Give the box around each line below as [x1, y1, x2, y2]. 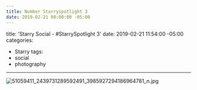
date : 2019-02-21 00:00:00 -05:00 [6, 14, 91, 20]
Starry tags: [14, 48, 43, 55]
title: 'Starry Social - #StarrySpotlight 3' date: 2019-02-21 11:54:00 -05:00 [6, 30, 184, 37]
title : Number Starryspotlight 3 [6, 8, 88, 15]
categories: [6, 36, 33, 44]
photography [14, 60, 46, 68]
